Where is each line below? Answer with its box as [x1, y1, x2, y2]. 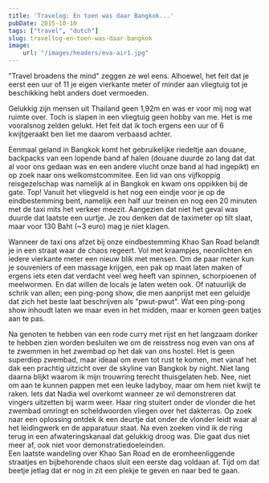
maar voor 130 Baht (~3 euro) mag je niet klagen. [8, 221, 170, 231]
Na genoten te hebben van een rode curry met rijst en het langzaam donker [8, 330, 259, 339]
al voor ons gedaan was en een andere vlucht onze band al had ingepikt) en [8, 162, 259, 171]
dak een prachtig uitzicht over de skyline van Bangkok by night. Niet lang [8, 363, 251, 373]
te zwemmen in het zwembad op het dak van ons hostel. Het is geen [8, 347, 235, 355]
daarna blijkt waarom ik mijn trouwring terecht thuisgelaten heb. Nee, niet [8, 372, 251, 381]
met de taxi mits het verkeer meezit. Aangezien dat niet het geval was [8, 205, 238, 213]
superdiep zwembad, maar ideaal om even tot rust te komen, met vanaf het [8, 355, 257, 364]
